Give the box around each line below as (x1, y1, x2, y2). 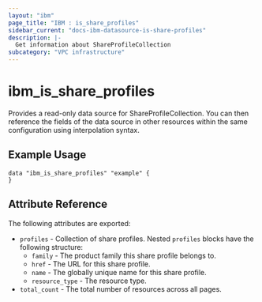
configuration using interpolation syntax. (8, 125, 140, 134)
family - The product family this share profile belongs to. (31, 251, 217, 260)
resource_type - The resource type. (31, 276, 148, 285)
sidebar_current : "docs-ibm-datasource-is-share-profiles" (8, 26, 207, 34)
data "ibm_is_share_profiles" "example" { (8, 169, 150, 177)
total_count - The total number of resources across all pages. (19, 284, 223, 293)
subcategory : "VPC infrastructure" (8, 48, 125, 56)
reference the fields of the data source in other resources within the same (8, 116, 249, 126)
